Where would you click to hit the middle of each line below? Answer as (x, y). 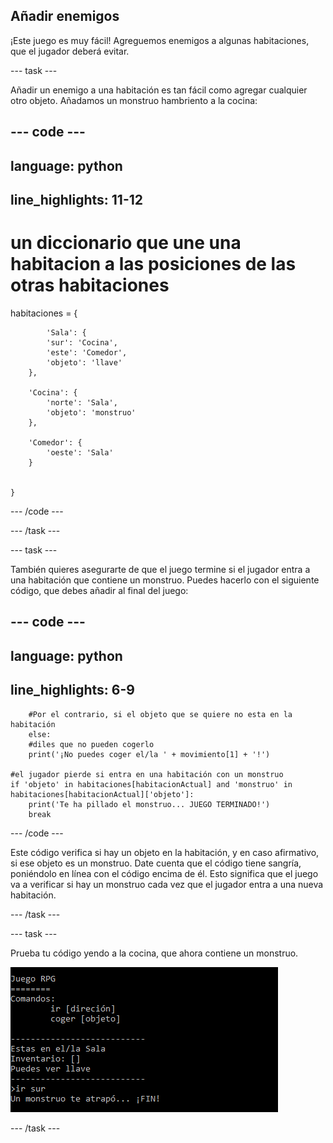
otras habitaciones (90, 285)
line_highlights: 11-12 (76, 199)
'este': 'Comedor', (87, 352)
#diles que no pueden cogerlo (91, 744)
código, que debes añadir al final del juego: (99, 590)
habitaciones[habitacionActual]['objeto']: (102, 794)
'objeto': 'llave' (84, 362)
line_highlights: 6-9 (72, 690)
